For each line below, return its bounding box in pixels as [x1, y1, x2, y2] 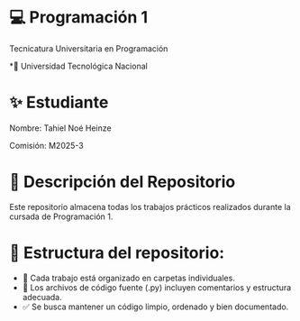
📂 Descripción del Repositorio [9, 172, 236, 192]
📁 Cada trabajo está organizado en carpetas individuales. [22, 272, 236, 283]
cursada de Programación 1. [9, 211, 114, 222]
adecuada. [22, 291, 62, 302]
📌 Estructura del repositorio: [9, 243, 225, 262]
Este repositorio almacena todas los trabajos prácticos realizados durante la [9, 201, 291, 212]
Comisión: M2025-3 [9, 140, 84, 151]
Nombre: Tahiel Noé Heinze [9, 123, 112, 133]
